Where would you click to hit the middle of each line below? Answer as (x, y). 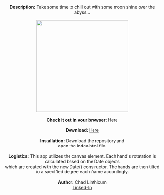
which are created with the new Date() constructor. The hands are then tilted (82, 167)
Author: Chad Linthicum (82, 182)
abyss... (82, 12)
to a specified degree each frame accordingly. (82, 172)
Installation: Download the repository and (82, 141)
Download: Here (82, 130)
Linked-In (82, 187)
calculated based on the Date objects (82, 161)
